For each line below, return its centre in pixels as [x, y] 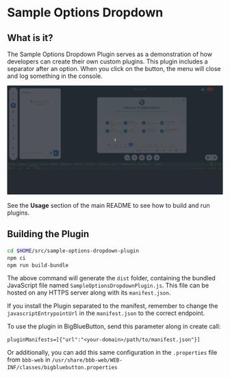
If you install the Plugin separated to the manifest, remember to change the [113, 306]
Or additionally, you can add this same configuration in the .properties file [112, 353]
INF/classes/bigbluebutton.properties [62, 368]
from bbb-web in [29, 360]
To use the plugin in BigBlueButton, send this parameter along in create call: [114, 327]
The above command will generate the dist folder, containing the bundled [111, 278]
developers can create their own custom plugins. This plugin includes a [107, 62]
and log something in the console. [55, 76]
